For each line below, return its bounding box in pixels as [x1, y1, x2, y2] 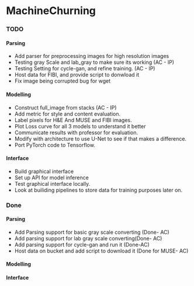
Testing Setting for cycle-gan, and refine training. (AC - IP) [14, 65, 155, 72]
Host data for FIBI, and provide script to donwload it [14, 71, 139, 79]
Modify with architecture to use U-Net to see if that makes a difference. [14, 135, 187, 142]
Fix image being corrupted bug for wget [14, 77, 111, 84]
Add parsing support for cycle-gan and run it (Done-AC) [14, 241, 150, 248]
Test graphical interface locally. [14, 180, 91, 187]
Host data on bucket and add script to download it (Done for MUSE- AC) [14, 247, 189, 254]
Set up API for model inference [14, 174, 89, 181]
